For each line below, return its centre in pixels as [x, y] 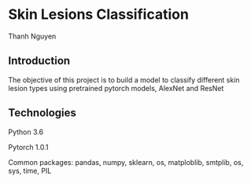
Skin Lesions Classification [98, 15]
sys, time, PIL [30, 170]
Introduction [39, 61]
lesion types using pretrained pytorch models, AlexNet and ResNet [116, 88]
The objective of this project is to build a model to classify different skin [124, 79]
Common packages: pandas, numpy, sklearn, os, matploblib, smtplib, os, [126, 162]
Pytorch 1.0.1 [28, 147]
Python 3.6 [26, 132]
